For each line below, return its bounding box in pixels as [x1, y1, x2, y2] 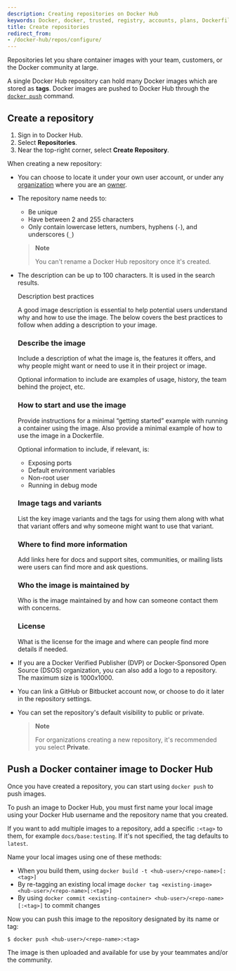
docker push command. [7, 92, 75, 101]
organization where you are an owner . [17, 180, 128, 188]
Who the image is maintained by [17, 581, 130, 591]
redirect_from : [7, 30, 52, 37]
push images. [7, 789, 47, 798]
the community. [7, 956, 53, 964]
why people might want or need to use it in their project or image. [17, 361, 207, 370]
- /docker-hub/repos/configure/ [7, 37, 102, 44]
